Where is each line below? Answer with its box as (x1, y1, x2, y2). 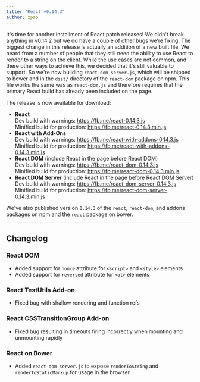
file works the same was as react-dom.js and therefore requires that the (6, 81, 183, 88)
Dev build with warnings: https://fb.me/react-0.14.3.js (14, 117, 146, 124)
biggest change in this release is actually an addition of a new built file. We (6, 43, 189, 51)
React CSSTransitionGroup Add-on (6, 314, 110, 322)
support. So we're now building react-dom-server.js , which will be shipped (6, 68, 191, 76)
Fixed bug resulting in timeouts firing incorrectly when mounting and (14, 328, 183, 335)
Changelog (6, 233, 48, 243)
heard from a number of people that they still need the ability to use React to (6, 49, 193, 57)
